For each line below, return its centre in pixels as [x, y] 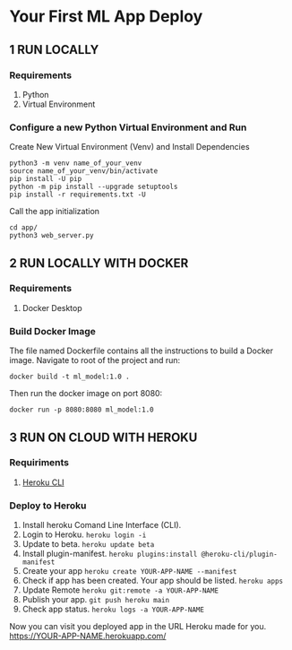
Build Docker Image [53, 331]
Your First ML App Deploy [106, 17]
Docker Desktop [52, 308]
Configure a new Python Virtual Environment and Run [128, 127]
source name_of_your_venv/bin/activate [84, 171]
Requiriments [39, 463]
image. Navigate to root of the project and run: [95, 360]
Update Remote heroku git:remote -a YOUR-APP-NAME [120, 590]
